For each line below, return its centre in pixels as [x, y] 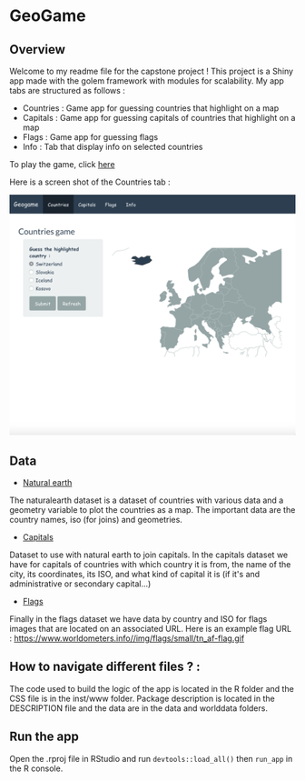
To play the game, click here [62, 164]
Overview [38, 50]
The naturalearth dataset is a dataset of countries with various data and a [147, 500]
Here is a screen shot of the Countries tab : [90, 182]
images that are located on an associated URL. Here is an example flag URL [151, 629]
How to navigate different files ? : [105, 667]
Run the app [44, 737]
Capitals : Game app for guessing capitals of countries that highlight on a [159, 118]
